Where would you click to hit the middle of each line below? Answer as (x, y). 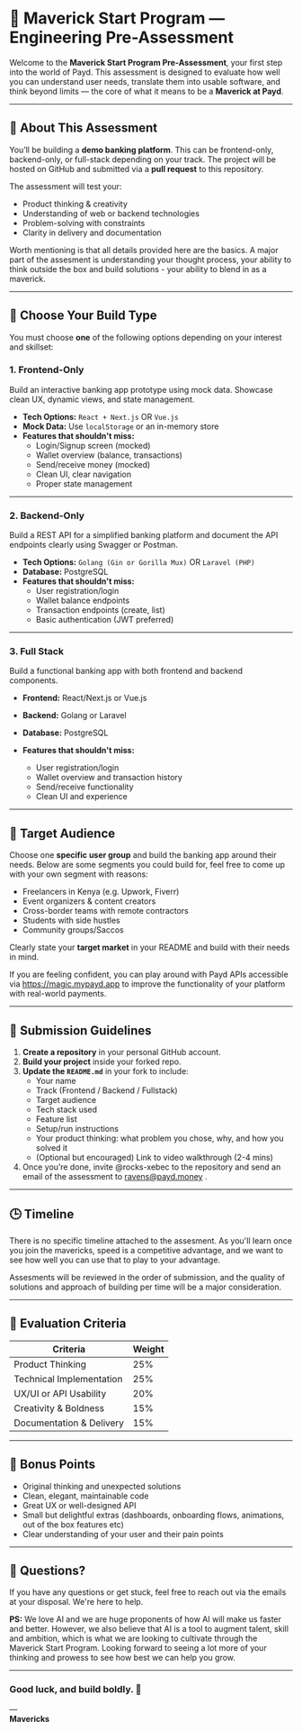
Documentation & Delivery (69, 1423)
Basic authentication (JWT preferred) (105, 620)
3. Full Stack (37, 651)
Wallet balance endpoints (83, 601)
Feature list (57, 1119)
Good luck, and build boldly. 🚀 (75, 1690)
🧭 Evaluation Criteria (68, 1324)
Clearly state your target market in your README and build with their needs (150, 947)
